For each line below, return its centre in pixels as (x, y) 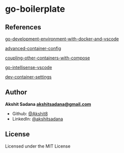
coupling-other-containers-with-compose (47, 58)
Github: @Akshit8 (30, 113)
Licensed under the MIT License (38, 146)
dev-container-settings (28, 77)
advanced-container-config (33, 48)
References (23, 27)
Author (16, 92)
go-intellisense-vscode (29, 67)
